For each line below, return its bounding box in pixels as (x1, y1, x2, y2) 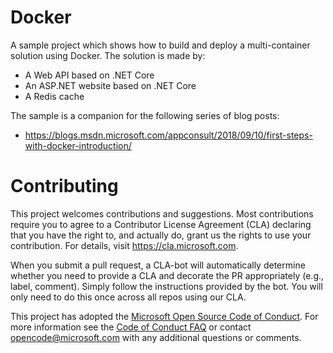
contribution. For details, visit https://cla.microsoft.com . (10, 239, 239, 251)
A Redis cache (24, 90, 85, 102)
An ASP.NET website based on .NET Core (24, 79, 197, 91)
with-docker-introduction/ (24, 139, 132, 151)
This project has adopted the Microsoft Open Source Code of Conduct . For (10, 310, 319, 322)
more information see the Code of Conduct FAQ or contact (10, 321, 252, 333)
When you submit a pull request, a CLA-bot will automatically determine (10, 259, 306, 271)
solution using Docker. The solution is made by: (10, 49, 206, 61)
